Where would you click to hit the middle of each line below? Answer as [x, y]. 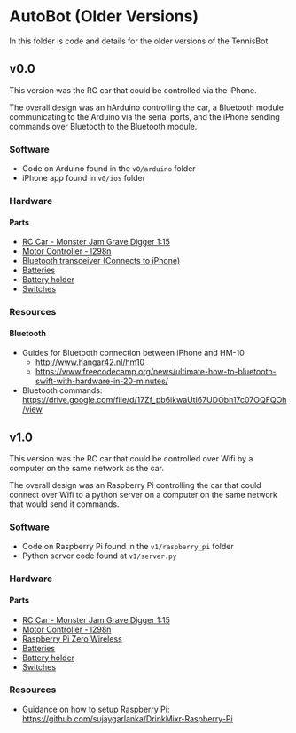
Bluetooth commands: [62, 390]
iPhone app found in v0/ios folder [84, 178]
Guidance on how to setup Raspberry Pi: [96, 709]
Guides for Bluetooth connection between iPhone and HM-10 [133, 353]
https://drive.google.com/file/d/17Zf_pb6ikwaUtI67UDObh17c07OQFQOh [154, 400]
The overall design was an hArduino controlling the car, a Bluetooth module [146, 107]
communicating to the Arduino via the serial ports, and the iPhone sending [145, 116]
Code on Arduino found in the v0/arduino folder [109, 169]
